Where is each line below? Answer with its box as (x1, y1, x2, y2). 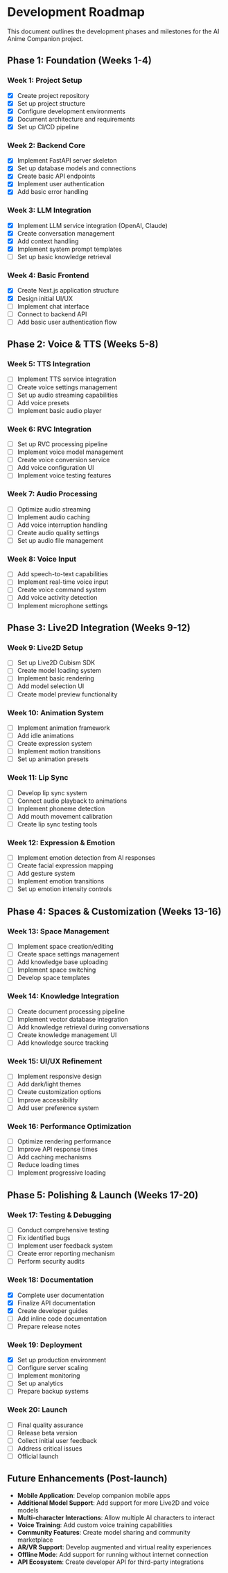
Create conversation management (17, 229, 115, 237)
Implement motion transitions (17, 747, 101, 756)
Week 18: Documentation (7, 1275, 94, 1285)
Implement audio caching (17, 512, 90, 521)
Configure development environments (17, 107, 126, 115)
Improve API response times (17, 1145, 98, 1153)
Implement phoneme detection (17, 804, 105, 813)
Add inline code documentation (17, 1314, 107, 1323)
